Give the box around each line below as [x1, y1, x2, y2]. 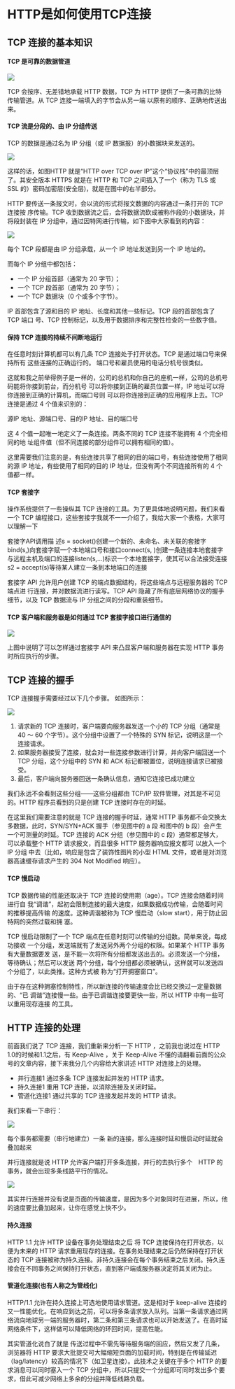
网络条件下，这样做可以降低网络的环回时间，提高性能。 [7, 1324, 166, 1333]
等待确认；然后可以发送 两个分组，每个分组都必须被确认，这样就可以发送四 [7, 958, 224, 966]
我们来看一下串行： [7, 1106, 63, 1115]
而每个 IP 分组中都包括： [7, 260, 78, 268]
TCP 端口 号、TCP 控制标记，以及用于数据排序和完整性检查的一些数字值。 [7, 316, 221, 324]
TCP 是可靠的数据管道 [7, 57, 71, 66]
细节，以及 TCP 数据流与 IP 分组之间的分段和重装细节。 [7, 595, 167, 604]
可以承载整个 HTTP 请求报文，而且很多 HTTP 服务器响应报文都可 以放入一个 [7, 839, 227, 847]
